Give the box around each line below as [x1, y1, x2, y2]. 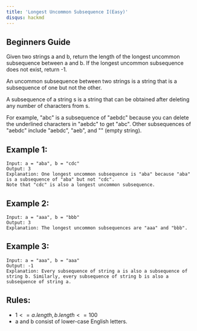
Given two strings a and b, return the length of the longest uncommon [6, 53, 180, 61]
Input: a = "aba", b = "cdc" [6, 161, 80, 167]
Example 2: [6, 198, 50, 209]
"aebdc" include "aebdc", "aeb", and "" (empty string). [6, 127, 142, 134]
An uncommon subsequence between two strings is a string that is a [6, 78, 177, 85]
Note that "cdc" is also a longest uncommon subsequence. [6, 182, 155, 188]
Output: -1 [6, 262, 34, 269]
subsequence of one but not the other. [6, 84, 102, 92]
